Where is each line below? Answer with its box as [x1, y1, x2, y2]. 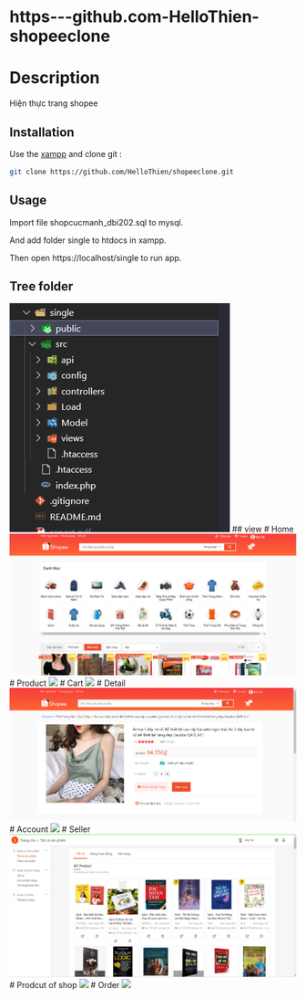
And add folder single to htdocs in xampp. [9, 235, 167, 246]
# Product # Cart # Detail [9, 678, 126, 689]
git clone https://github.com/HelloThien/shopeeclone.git [9, 167, 234, 176]
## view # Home [231, 523, 294, 535]
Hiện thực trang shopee [9, 98, 98, 109]
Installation [9, 124, 75, 140]
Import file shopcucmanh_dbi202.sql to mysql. [9, 216, 184, 227]
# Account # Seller [9, 824, 91, 835]
